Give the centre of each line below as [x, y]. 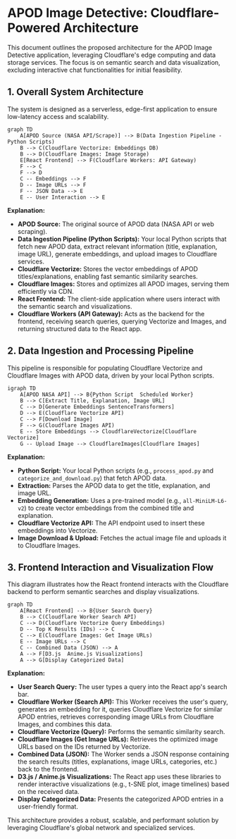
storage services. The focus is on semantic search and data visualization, [114, 62]
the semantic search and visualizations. [75, 306]
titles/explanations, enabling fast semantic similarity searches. [108, 276]
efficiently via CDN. [45, 291]
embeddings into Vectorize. [57, 530]
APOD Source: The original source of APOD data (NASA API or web [116, 224]
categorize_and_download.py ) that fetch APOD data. [92, 478]
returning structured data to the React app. [80, 328]
